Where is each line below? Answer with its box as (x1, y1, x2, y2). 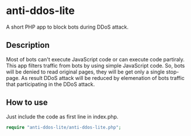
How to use (6, 97, 48, 107)
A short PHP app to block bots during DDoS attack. (6, 23, 129, 30)
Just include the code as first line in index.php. (6, 113, 119, 120)
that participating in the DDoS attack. (6, 81, 95, 88)
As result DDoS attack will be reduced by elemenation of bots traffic (21, 74, 185, 81)
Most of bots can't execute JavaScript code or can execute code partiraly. (6, 55, 185, 62)
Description (6, 40, 50, 50)
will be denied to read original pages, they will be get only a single (6, 68, 165, 75)
